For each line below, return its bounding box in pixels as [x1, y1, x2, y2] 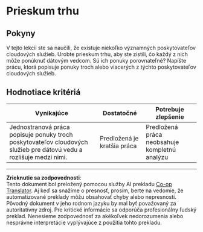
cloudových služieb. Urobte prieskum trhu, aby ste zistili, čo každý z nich [6, 51, 188, 58]
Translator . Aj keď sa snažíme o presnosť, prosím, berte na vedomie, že [6, 187, 184, 194]
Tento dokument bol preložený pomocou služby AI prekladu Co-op [6, 180, 172, 187]
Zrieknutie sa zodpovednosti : [6, 174, 82, 181]
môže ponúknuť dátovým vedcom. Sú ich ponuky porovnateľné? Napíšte [6, 57, 187, 64]
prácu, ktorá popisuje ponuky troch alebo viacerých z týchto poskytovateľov [6, 63, 196, 71]
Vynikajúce [35, 108, 68, 117]
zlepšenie [155, 113, 184, 121]
